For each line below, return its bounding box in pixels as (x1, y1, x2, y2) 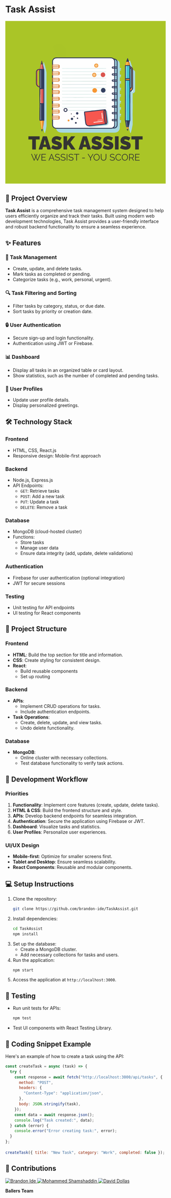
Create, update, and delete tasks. (12, 265, 83, 271)
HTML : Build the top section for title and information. (12, 652, 123, 658)
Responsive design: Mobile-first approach (12, 452, 101, 458)
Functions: (12, 534, 35, 540)
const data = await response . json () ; (14, 1112, 95, 1117)
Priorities (5, 790, 29, 797)
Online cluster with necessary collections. (20, 755, 108, 761)
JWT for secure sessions (12, 580, 65, 586)
